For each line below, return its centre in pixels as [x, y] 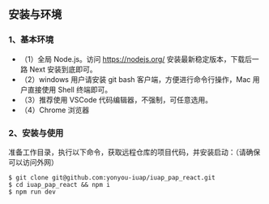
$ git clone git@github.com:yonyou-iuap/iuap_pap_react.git [112, 177]
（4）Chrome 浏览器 [55, 110]
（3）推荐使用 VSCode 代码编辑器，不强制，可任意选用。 [116, 99]
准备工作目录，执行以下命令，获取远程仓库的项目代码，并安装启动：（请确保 [134, 152]
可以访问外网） [33, 162]
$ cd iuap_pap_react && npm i [60, 184]
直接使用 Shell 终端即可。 [69, 89]
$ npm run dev [32, 192]
